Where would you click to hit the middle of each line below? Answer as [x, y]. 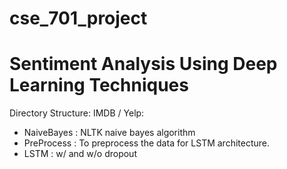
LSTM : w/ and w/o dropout [80, 154]
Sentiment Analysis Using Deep [143, 64]
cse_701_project [78, 18]
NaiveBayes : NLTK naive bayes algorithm [109, 133]
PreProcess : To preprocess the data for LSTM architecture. [147, 143]
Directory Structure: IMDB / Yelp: [77, 113]
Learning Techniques [99, 85]
